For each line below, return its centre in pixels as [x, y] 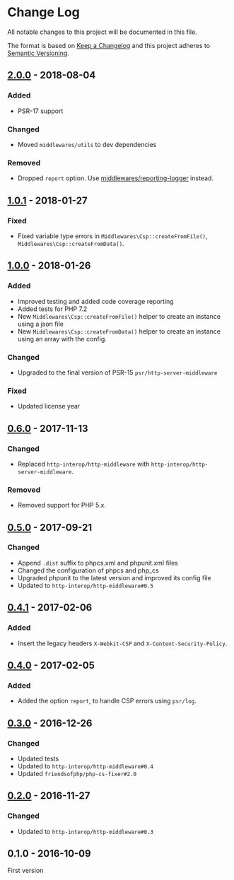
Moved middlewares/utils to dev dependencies [87, 144]
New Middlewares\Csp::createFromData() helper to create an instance [119, 331]
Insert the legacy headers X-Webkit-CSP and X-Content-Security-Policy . [122, 643]
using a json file [40, 324]
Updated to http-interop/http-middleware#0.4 [86, 766]
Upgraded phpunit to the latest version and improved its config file [114, 577]
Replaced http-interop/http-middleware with [83, 464]
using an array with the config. [62, 339]
